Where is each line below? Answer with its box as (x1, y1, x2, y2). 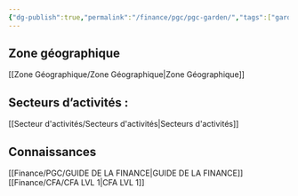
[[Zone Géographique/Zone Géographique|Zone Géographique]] (8, 69, 246, 80)
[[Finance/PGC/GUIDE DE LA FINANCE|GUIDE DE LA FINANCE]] (8, 168, 244, 178)
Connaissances (8, 144, 97, 160)
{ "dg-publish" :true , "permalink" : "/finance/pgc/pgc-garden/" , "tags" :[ (8, 12, 272, 22)
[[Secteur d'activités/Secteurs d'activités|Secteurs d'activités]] (8, 119, 239, 129)
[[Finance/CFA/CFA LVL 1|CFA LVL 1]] (8, 177, 145, 188)
